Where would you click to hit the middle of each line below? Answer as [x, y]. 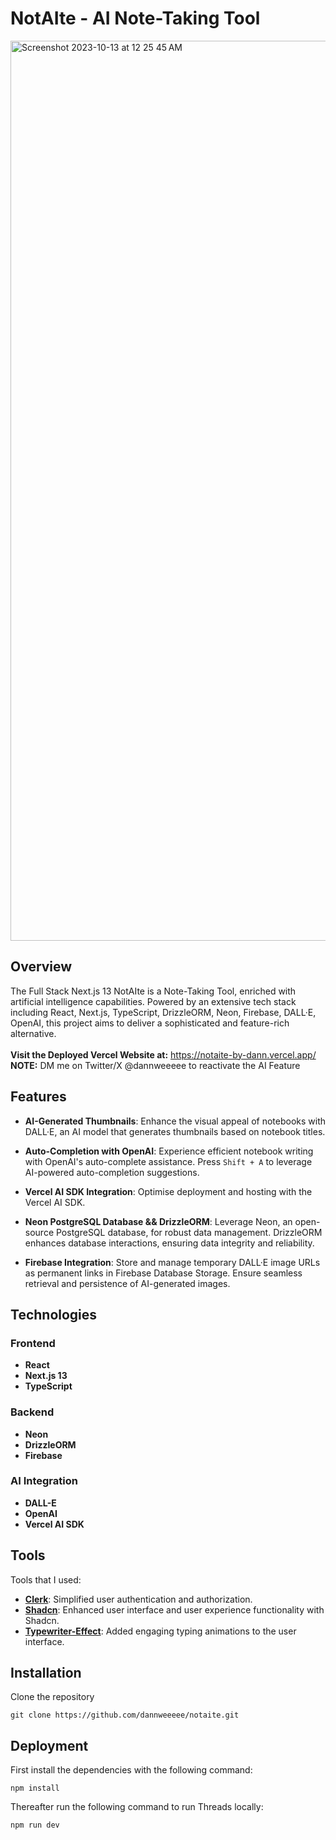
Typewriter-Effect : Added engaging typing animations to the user [160, 1631]
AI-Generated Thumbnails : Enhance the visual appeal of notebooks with [175, 1121]
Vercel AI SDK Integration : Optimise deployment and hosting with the [168, 1191]
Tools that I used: [46, 1579]
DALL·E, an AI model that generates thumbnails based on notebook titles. [175, 1131]
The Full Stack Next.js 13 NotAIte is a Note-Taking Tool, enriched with [153, 991]
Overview [41, 967]
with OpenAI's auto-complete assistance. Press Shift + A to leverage [168, 1161]
